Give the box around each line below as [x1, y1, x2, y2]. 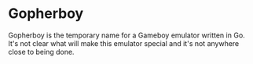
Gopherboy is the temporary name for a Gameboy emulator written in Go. [8, 30, 245, 40]
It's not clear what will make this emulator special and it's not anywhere [8, 38, 240, 48]
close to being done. [8, 47, 75, 56]
